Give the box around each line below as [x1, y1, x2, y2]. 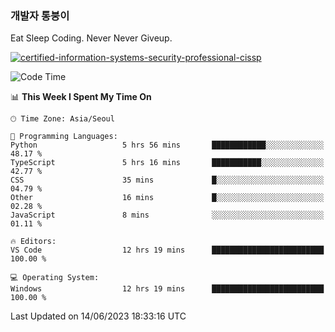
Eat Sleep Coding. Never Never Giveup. [10, 32, 173, 44]
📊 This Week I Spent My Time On [10, 91, 152, 103]
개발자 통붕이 [10, 8, 70, 22]
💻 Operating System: [10, 273, 100, 283]
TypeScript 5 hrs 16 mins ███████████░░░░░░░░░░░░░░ [10, 158, 325, 168]
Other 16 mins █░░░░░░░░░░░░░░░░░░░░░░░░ [10, 193, 325, 203]
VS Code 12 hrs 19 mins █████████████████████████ [10, 245, 325, 256]
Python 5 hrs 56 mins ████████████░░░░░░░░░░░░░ [10, 140, 325, 151]
